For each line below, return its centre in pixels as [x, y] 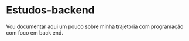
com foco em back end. [35, 32]
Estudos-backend [51, 10]
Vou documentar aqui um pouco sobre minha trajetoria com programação [95, 26]
